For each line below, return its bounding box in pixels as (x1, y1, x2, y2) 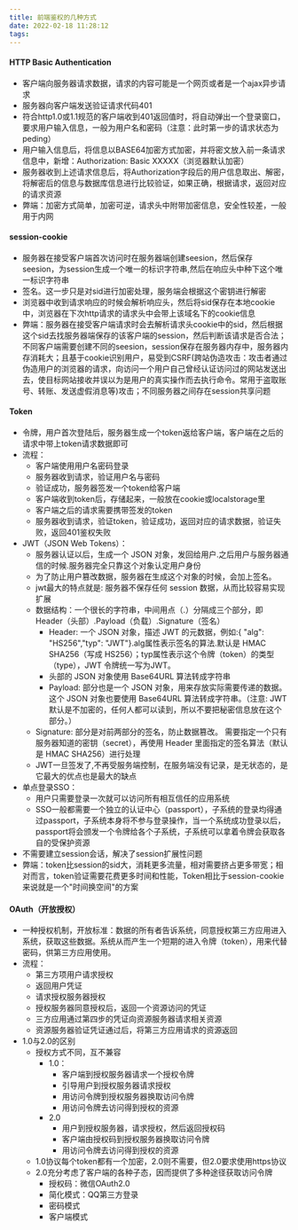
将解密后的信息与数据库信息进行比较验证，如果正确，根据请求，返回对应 (21, 177, 286, 188)
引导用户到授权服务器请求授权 (61, 1080, 171, 1091)
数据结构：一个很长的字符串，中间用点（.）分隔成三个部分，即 (35, 604, 263, 615)
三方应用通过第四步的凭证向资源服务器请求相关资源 (35, 1014, 223, 1024)
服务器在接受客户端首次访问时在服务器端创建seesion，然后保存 (21, 252, 253, 262)
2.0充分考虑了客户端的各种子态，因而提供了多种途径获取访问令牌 (35, 1167, 273, 1178)
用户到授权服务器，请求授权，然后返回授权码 (61, 1123, 226, 1133)
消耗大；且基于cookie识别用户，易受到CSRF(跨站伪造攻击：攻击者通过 (29, 352, 288, 363)
